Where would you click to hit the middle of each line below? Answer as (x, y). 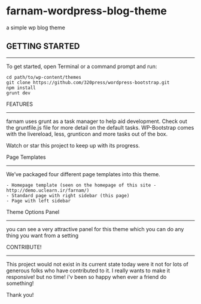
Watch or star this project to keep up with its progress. (73, 145)
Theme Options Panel (33, 212)
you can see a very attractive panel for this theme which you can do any (95, 229)
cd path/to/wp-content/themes (44, 77)
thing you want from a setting (42, 235)
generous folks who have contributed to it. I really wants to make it (88, 271)
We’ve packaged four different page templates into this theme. (83, 174)
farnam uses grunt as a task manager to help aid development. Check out (97, 121)
